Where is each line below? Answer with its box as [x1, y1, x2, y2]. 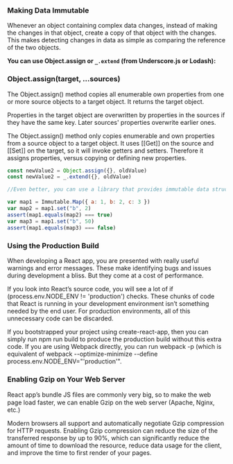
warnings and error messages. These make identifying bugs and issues [7, 264, 212, 272]
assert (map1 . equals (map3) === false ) [7, 224, 116, 231]
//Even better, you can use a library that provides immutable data [7, 186, 209, 193]
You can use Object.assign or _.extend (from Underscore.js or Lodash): [7, 57, 216, 65]
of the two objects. [7, 44, 61, 52]
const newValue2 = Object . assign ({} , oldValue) [7, 167, 148, 174]
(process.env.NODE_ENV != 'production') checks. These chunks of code [7, 292, 215, 300]
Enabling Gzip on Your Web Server [7, 374, 126, 384]
